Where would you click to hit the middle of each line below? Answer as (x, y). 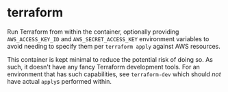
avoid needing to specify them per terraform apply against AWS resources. (114, 46)
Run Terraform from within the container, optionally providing (93, 32)
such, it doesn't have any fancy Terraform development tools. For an (104, 67)
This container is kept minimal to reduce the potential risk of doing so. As (110, 59)
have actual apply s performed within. (59, 81)
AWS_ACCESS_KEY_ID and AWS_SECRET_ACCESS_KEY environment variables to (108, 38)
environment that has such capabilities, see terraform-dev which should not (114, 74)
